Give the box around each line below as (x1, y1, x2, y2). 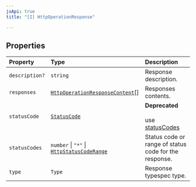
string (50, 72, 69, 79)
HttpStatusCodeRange (50, 148, 108, 155)
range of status (145, 140, 187, 148)
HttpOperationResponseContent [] (50, 88, 139, 96)
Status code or (145, 133, 185, 141)
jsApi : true (6, 8, 35, 15)
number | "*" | (50, 141, 86, 149)
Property (9, 58, 34, 66)
